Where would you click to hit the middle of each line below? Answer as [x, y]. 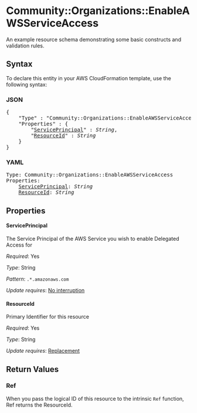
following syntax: [27, 84]
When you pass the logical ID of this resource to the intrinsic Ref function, [95, 398]
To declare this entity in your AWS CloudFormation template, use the [89, 78]
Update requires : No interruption [45, 290]
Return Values [33, 369]
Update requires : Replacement [43, 351]
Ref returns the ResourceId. [39, 405]
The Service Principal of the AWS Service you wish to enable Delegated [93, 238]
